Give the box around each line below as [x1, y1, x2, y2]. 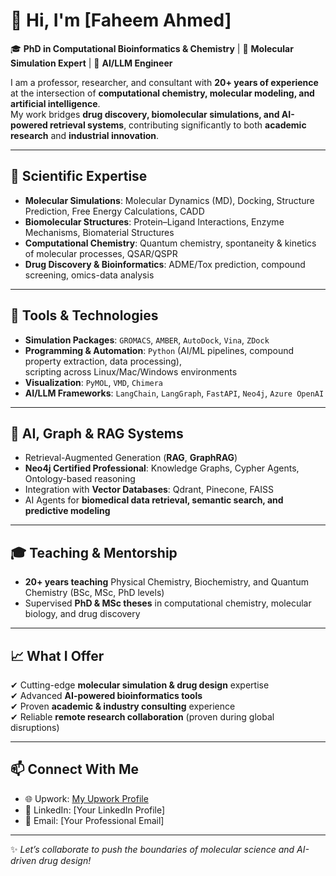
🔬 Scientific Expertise [10, 168, 148, 185]
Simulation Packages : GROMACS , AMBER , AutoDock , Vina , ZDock [24, 334, 270, 346]
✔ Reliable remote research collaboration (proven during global [10, 711, 275, 723]
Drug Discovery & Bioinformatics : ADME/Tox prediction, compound [24, 258, 306, 270]
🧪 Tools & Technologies [10, 307, 159, 324]
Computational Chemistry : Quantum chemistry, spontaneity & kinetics [24, 237, 317, 249]
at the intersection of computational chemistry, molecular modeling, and [10, 87, 315, 99]
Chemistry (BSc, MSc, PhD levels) [24, 587, 165, 599]
